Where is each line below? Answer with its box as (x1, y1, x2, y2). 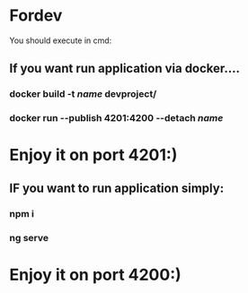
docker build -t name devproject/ (9, 88, 157, 100)
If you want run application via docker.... (9, 61, 241, 76)
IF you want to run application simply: (9, 180, 225, 195)
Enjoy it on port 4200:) (9, 264, 182, 285)
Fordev (9, 5, 63, 26)
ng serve (9, 231, 49, 244)
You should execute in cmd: (9, 35, 112, 46)
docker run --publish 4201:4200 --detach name (9, 112, 224, 125)
